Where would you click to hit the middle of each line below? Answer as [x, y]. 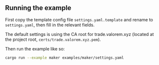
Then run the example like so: [35, 49]
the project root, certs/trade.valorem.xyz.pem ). [53, 39]
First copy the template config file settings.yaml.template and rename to [79, 19]
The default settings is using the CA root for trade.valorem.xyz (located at [79, 34]
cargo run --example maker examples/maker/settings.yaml [65, 58]
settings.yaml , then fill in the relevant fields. [50, 25]
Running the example [38, 8]
